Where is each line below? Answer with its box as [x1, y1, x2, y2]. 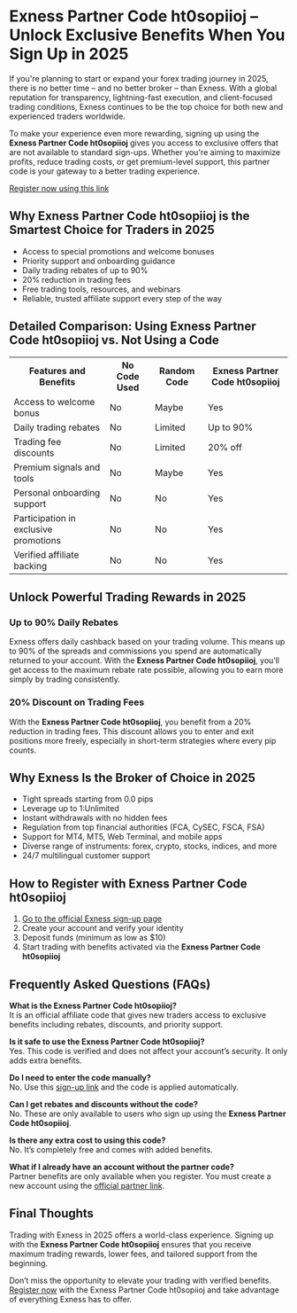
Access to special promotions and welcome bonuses [21, 246, 215, 256]
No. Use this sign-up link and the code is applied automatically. [9, 1082, 239, 1092]
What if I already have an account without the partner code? [9, 1161, 234, 1172]
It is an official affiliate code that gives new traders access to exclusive [9, 1009, 267, 1020]
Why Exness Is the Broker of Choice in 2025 [9, 770, 256, 785]
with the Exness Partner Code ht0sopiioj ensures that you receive [9, 1239, 252, 1249]
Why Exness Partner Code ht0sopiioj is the [9, 208, 250, 223]
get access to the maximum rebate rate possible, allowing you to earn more [9, 665, 284, 676]
